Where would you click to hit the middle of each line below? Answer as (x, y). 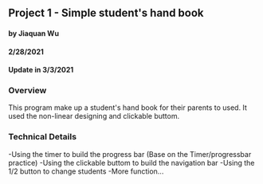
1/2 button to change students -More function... (86, 171)
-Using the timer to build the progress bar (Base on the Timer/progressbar (130, 154)
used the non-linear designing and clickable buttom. (94, 116)
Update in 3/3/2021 (41, 70)
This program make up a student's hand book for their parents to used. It (128, 108)
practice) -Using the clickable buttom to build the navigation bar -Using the (131, 162)
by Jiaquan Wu (34, 33)
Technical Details (43, 137)
